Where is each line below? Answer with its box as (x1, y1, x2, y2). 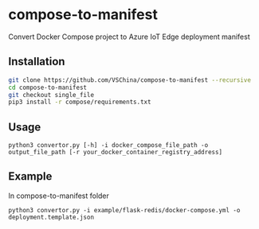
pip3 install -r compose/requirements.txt (8, 98, 151, 107)
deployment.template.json (8, 213, 94, 221)
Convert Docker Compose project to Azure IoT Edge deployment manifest (8, 32, 250, 41)
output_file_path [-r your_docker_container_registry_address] (8, 149, 223, 157)
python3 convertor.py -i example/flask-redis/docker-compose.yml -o (8, 206, 241, 214)
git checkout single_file (8, 91, 94, 99)
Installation (8, 55, 65, 68)
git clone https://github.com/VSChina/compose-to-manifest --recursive (8, 76, 251, 84)
